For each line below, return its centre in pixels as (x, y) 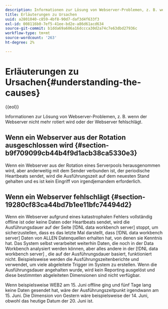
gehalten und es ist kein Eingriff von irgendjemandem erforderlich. (73, 181)
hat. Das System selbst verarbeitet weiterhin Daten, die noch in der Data (79, 243)
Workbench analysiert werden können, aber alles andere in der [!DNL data (82, 249)
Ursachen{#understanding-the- (73, 82)
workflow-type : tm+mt (28, 33)
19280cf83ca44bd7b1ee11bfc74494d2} (68, 205)
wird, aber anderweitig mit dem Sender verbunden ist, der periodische (77, 170)
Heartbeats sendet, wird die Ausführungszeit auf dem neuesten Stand (77, 176)
